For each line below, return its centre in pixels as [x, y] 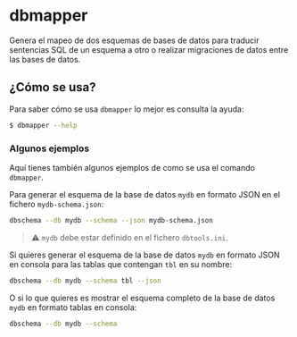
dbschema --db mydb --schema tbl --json [86, 281]
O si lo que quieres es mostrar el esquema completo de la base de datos [142, 298]
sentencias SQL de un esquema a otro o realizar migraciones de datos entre [149, 49]
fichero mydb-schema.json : [57, 204]
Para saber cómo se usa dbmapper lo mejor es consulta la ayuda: [127, 109]
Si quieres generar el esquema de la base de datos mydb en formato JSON [144, 255]
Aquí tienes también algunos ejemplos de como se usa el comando [132, 167]
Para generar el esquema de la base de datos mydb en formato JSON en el [145, 194]
